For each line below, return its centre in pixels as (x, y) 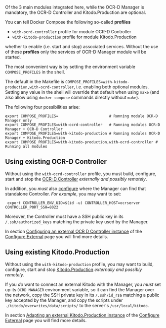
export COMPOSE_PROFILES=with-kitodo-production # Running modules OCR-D (83, 133)
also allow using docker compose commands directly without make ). (72, 97)
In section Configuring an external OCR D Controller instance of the (74, 231)
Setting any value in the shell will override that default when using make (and (82, 92)
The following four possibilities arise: (42, 107)
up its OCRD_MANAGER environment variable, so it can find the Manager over (80, 289)
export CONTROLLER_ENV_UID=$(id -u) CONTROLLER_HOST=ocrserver (74, 203)
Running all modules (26, 146)
